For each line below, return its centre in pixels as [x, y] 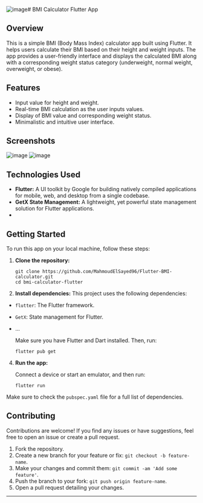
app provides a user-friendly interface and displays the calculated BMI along [101, 56]
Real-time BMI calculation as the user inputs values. [79, 109]
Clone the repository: [42, 260]
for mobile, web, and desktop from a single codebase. [82, 196]
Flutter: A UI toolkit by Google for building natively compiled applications [105, 189]
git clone [27, 272]
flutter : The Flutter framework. [55, 305]
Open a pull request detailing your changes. [69, 487]
